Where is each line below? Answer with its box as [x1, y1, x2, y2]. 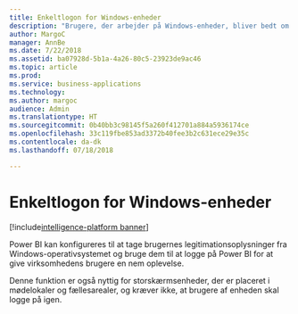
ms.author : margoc [9, 95, 78, 105]
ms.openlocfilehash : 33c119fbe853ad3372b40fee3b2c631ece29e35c [9, 129, 250, 138]
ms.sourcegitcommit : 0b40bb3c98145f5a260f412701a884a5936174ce [9, 121, 250, 130]
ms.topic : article [9, 63, 78, 72]
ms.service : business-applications [9, 79, 142, 88]
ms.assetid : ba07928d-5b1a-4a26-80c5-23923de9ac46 [9, 54, 202, 63]
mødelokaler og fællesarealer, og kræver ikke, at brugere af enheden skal [9, 285, 279, 295]
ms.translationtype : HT [9, 112, 98, 121]
